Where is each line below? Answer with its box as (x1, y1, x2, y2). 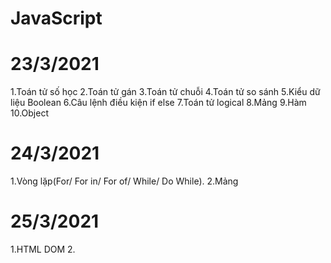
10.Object (10, 107, 49, 119)
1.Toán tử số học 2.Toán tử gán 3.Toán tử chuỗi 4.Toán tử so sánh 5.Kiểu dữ (10, 86, 321, 98)
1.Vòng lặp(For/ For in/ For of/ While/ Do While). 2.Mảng (10, 175, 239, 187)
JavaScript (10, 7, 103, 30)
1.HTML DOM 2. (10, 243, 76, 255)
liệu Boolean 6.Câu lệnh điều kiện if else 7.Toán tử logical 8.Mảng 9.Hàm (10, 97, 307, 109)
